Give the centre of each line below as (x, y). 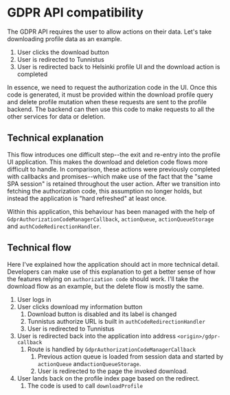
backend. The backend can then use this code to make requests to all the (111, 109)
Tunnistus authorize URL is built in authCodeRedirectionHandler (116, 321)
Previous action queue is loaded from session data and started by (130, 356)
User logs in (34, 299)
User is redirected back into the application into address (96, 336)
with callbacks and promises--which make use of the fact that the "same (110, 176)
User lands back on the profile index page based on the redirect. (108, 378)
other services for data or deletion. (56, 116)
